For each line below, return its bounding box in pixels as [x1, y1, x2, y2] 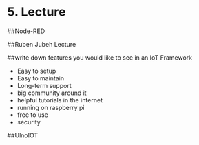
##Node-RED [7, 27, 45, 35]
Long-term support [17, 81, 72, 89]
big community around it [17, 89, 87, 97]
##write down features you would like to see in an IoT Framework [7, 53, 193, 62]
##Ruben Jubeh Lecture [7, 40, 76, 48]
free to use [17, 111, 48, 119]
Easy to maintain [17, 74, 65, 82]
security [17, 118, 41, 126]
